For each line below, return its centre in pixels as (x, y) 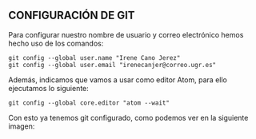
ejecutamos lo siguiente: (49, 88)
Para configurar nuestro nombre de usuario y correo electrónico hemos (126, 34)
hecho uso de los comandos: (56, 43)
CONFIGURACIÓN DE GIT (72, 16)
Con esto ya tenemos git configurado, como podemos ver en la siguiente (128, 117)
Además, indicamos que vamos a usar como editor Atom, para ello (118, 79)
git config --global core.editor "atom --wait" (89, 103)
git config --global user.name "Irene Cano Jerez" (94, 58)
